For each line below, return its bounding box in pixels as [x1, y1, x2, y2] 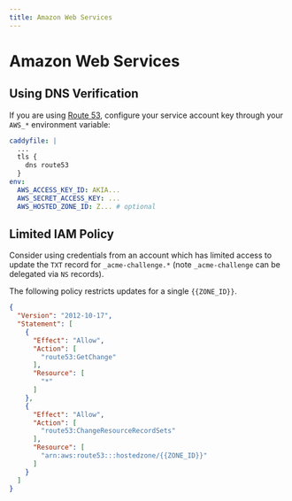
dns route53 [25, 161, 69, 170]
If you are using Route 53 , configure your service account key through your [9, 110, 283, 120]
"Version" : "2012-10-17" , [17, 312, 113, 320]
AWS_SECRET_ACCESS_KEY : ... [17, 194, 121, 203]
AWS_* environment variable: [9, 119, 111, 129]
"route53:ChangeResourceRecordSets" [41, 427, 176, 435]
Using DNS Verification [9, 86, 139, 102]
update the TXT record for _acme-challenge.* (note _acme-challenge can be [9, 259, 280, 270]
